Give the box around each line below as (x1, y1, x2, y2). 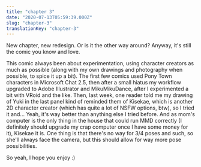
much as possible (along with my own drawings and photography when (6, 66, 183, 74)
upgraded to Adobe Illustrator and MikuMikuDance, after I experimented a (6, 85, 189, 93)
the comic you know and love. (6, 48, 80, 56)
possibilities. (6, 142, 37, 150)
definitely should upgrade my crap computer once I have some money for (6, 123, 188, 130)
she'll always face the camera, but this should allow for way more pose (6, 136, 182, 144)
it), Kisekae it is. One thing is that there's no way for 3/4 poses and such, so (6, 130, 194, 137)
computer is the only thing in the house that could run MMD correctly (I (6, 117, 182, 125)
